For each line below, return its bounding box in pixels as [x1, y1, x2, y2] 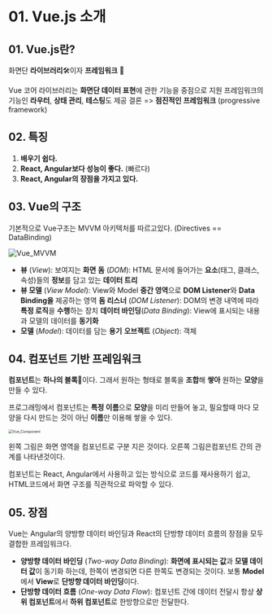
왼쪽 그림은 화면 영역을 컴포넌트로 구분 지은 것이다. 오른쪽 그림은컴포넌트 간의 [8, 441, 253, 452]
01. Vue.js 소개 [8, 7, 106, 26]
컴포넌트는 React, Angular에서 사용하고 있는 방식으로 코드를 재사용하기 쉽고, [8, 469, 251, 479]
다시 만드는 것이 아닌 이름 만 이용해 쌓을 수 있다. [23, 413, 173, 423]
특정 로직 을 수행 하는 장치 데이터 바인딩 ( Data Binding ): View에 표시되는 [19, 305, 245, 315]
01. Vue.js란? [8, 42, 76, 56]
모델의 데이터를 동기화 [28, 315, 99, 326]
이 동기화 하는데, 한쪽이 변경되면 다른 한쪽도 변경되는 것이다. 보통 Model [35, 567, 265, 577]
